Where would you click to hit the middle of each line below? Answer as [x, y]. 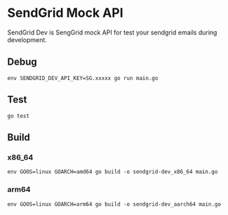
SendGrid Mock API [66, 13]
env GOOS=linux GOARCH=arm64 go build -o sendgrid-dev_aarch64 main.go [114, 204]
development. [27, 39]
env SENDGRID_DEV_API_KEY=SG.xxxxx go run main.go [83, 78]
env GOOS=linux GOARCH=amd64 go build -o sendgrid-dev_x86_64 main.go [113, 172]
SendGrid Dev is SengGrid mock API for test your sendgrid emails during [112, 32]
